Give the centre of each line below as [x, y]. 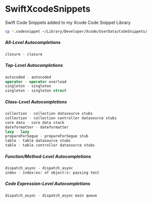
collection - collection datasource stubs [49, 114]
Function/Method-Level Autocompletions [48, 156]
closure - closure [24, 54]
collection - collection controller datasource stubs [61, 118]
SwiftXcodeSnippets [48, 9]
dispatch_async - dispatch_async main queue [51, 195]
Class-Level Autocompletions [36, 101]
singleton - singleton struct [36, 91]
